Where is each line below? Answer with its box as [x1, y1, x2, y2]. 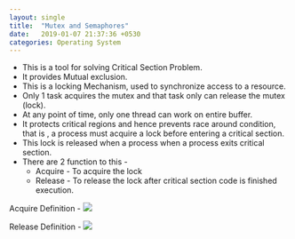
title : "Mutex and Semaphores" [9, 21, 129, 30]
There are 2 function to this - [21, 156, 128, 167]
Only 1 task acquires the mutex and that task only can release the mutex [21, 91, 286, 101]
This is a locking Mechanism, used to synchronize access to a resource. [21, 81, 286, 92]
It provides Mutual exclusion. [21, 72, 128, 83]
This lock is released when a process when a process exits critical [21, 138, 265, 148]
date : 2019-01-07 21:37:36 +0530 [9, 29, 141, 38]
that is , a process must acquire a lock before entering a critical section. [21, 128, 285, 139]
